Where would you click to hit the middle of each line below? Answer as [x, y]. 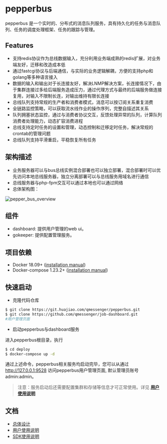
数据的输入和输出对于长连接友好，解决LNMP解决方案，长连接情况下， [85, 83]
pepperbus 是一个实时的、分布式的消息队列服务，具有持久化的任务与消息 [81, 23]
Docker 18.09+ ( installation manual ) [49, 265]
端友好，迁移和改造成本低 [39, 64]
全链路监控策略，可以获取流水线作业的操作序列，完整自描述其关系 [80, 108]
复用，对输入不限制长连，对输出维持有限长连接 [61, 96]
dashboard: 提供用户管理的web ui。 [49, 229]
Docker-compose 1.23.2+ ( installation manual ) [60, 270]
